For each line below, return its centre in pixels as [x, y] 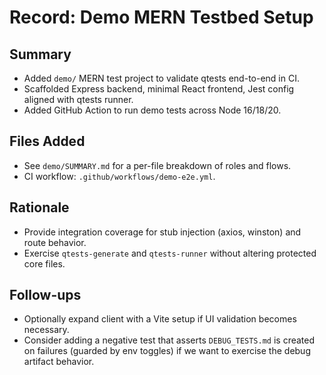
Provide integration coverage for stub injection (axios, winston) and [162, 232]
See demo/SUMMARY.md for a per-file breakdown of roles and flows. [157, 165]
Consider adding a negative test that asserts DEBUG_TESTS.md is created [169, 340]
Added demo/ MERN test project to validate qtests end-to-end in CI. [161, 78]
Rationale [39, 207]
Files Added [47, 141]
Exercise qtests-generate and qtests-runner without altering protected [170, 253]
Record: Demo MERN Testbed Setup [161, 17]
